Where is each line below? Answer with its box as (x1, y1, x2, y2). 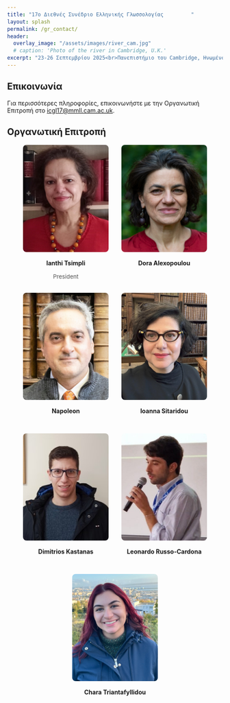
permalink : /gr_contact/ (7, 25, 78, 32)
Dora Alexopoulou (138, 259, 190, 267)
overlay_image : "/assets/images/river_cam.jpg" (13, 40, 152, 47)
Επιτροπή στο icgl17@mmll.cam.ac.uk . (7, 106, 115, 115)
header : (7, 33, 29, 40)
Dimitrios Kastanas (38, 547, 94, 556)
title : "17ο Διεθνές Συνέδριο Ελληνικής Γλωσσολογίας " (7, 11, 194, 18)
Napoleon (51, 407, 80, 415)
